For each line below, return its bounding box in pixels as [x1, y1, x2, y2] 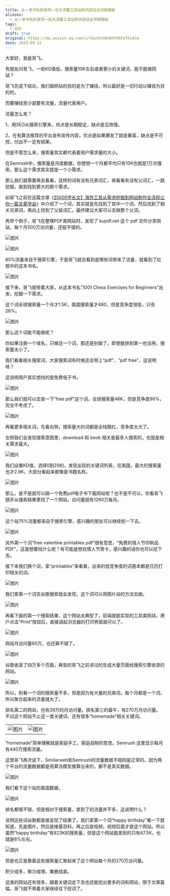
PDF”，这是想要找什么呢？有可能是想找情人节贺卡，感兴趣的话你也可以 [5, 546, 153, 552]
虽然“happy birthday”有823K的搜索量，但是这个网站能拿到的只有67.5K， [5, 830, 157, 836]
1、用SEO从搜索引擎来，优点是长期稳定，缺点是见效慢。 [5, 121, 122, 127]
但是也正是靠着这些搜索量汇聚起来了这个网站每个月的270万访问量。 [5, 857, 147, 864]
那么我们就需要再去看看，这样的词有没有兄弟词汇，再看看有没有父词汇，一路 [5, 177, 165, 183]
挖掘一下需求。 [14, 290, 46, 296]
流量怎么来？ [5, 110, 32, 117]
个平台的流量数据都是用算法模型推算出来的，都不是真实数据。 [5, 763, 134, 769]
